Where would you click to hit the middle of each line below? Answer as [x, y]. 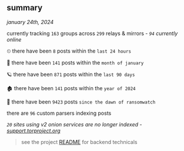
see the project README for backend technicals [79, 142]
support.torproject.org [34, 131]
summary [25, 8]
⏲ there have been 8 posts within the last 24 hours [69, 51]
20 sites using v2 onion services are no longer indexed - [74, 124]
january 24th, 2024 [30, 22]
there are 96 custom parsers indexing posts [59, 113]
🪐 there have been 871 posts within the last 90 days [71, 74]
